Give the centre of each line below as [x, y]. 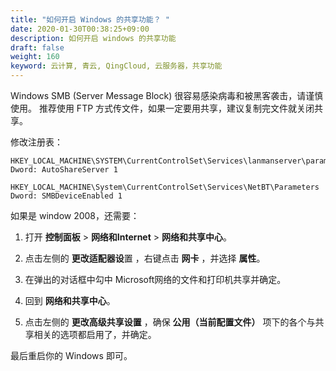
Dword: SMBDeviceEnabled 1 [66, 196]
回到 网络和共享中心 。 [70, 300]
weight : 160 [35, 57]
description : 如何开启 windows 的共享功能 [93, 38]
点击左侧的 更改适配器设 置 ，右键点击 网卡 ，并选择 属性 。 [145, 258]
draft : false [37, 47]
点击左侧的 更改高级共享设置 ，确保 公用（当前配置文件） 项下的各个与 [170, 322]
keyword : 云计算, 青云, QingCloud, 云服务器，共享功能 [116, 66]
